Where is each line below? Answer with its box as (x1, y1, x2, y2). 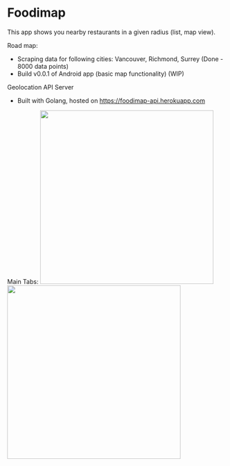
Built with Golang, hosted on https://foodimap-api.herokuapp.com (17, 96, 206, 105)
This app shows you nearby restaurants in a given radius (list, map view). (7, 28, 216, 36)
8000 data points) (17, 62, 69, 70)
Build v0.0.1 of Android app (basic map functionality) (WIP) (17, 69, 185, 78)
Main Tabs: (7, 277, 39, 285)
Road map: (7, 41, 38, 49)
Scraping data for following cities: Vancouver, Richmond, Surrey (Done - (17, 54, 224, 63)
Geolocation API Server (7, 83, 74, 91)
